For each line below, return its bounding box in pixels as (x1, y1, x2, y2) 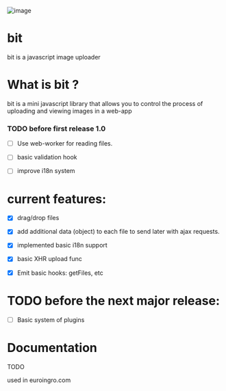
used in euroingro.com (7, 376, 71, 384)
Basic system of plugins (16, 315, 85, 324)
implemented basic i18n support (16, 241, 108, 250)
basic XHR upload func (16, 255, 82, 263)
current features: (7, 191, 107, 206)
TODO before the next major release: (7, 293, 221, 308)
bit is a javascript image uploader (7, 53, 101, 61)
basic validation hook (16, 153, 77, 161)
